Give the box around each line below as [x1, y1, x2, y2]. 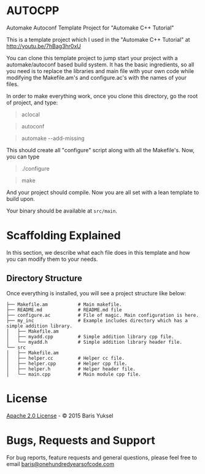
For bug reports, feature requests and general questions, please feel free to [6, 454, 198, 461]
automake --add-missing [21, 134, 85, 142]
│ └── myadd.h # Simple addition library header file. [6, 339, 183, 345]
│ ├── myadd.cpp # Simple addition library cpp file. [6, 333, 174, 340]
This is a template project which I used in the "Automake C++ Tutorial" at [6, 36, 190, 43]
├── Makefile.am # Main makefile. [6, 301, 122, 308]
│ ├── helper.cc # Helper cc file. [6, 355, 125, 361]
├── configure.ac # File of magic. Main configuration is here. [6, 312, 199, 318]
